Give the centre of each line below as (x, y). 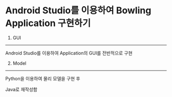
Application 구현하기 (48, 23)
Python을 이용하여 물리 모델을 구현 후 (43, 78)
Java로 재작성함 (21, 89)
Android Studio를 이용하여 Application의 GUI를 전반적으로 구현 (69, 53)
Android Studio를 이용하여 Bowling (78, 10)
